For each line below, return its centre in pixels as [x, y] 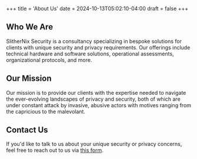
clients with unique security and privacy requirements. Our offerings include [98, 47]
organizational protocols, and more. [49, 60]
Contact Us [27, 130]
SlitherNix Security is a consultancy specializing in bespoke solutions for [94, 41]
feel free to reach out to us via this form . [55, 150]
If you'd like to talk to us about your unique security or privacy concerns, [94, 144]
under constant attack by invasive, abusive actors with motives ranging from [99, 105]
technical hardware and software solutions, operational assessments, [90, 54]
